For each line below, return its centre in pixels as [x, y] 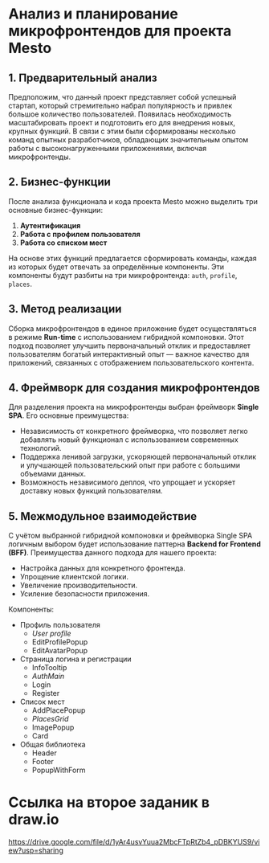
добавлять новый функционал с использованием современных [129, 440]
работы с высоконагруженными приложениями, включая [108, 148]
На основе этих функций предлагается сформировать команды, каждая [132, 258]
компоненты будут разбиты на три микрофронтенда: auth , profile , [123, 275]
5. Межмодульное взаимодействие [103, 516]
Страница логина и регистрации [75, 659]
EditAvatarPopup [60, 651]
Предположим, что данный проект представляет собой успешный [122, 97]
